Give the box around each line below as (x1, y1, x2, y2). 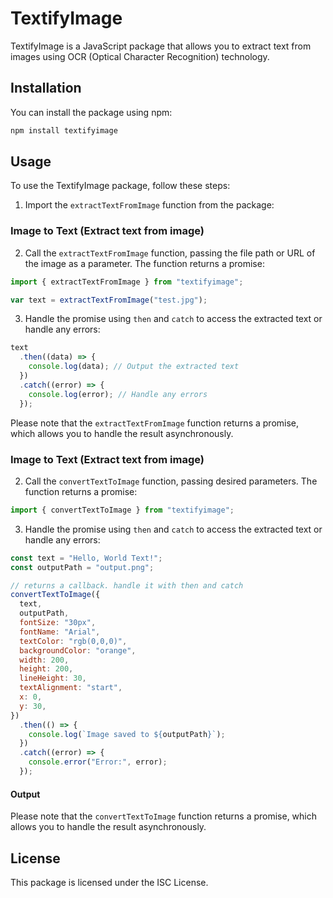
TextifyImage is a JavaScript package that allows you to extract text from (10, 40, 312, 52)
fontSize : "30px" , (19, 618, 97, 628)
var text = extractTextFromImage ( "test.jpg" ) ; (10, 295, 208, 305)
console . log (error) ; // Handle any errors (28, 389, 208, 399)
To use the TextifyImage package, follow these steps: (10, 180, 231, 192)
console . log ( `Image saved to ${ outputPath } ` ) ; (28, 729, 226, 739)
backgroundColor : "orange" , (19, 645, 137, 656)
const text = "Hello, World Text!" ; (10, 553, 163, 563)
